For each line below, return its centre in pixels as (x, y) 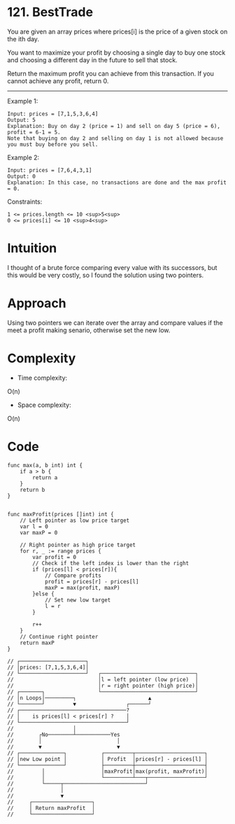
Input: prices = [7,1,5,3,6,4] (53, 114)
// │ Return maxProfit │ (51, 808)
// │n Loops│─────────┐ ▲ (79, 698)
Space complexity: (44, 405)
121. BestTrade (50, 12)
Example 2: (23, 157)
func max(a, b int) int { (45, 465)
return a (45, 477)
